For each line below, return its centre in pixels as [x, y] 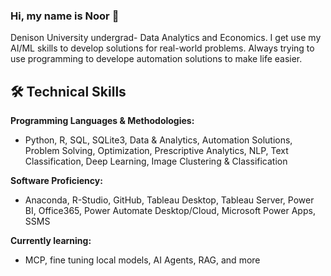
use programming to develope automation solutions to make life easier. [156, 59]
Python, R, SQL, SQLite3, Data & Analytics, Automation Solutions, [158, 140]
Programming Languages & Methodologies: [102, 121]
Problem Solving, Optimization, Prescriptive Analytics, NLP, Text [156, 151]
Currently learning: [51, 241]
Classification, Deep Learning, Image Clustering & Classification [156, 161]
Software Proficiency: [56, 181]
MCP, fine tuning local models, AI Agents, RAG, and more [142, 260]
